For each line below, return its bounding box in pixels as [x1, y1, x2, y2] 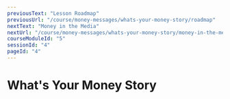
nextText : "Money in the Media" [7, 23, 99, 29]
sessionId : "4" [7, 42, 51, 48]
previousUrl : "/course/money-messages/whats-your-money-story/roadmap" [7, 16, 216, 23]
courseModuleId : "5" [7, 36, 66, 42]
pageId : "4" [7, 48, 41, 55]
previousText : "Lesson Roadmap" [7, 10, 99, 17]
